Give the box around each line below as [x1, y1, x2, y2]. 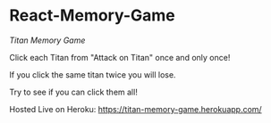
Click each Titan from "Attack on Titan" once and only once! [9, 52, 231, 62]
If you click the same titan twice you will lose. [9, 69, 176, 80]
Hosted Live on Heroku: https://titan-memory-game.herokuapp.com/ [9, 103, 262, 114]
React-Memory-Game [9, 5, 176, 26]
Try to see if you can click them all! [9, 86, 139, 97]
